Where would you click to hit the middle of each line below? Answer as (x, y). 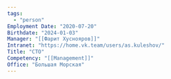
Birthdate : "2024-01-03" (43, 33)
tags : (15, 13)
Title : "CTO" (26, 52)
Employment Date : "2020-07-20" (52, 26)
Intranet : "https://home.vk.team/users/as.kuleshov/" (86, 45)
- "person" (29, 20)
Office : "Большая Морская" (46, 65)
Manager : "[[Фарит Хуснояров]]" (53, 39)
